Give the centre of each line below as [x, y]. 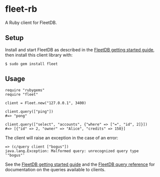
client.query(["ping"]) [29, 111]
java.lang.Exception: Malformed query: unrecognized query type [72, 151]
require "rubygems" [25, 90]
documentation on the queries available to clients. [55, 169]
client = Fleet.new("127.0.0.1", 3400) [46, 103]
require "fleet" [22, 94]
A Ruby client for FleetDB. [31, 22]
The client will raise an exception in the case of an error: [62, 137]
